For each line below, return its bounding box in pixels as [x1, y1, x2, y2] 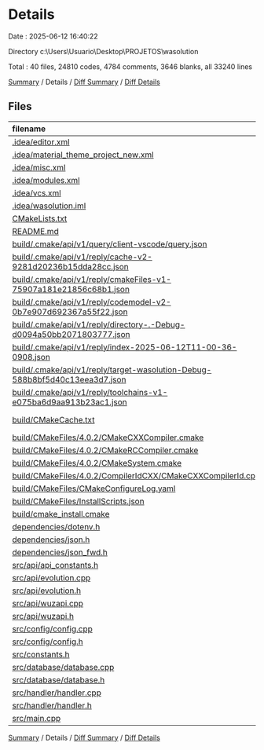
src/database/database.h [12, 674, 105, 685]
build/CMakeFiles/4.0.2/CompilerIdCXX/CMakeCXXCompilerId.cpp [12, 470, 261, 481]
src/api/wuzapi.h [12, 610, 75, 621]
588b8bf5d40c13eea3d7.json [12, 374, 126, 385]
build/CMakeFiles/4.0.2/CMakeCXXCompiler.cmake [12, 432, 204, 443]
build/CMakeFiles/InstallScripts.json [12, 496, 145, 507]
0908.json [12, 351, 51, 362]
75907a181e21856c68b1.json [12, 284, 130, 295]
